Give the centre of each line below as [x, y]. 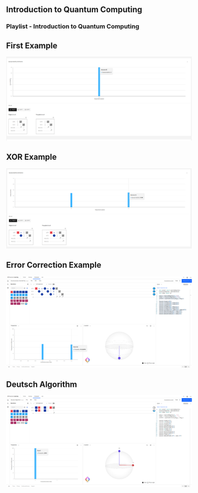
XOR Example [32, 157]
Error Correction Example [54, 265]
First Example [32, 46]
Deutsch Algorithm [42, 384]
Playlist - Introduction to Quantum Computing [73, 27]
